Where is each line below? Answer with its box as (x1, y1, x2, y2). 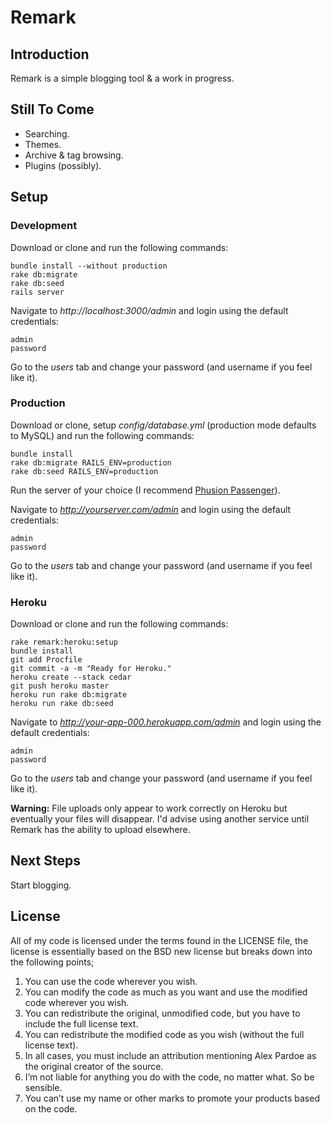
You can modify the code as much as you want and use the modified (24, 986, 308, 998)
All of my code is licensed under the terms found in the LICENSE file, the (10, 934, 309, 946)
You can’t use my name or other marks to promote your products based (24, 1092, 320, 1104)
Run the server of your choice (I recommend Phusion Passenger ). (10, 484, 281, 496)
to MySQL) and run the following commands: (10, 429, 195, 441)
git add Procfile (10, 655, 83, 665)
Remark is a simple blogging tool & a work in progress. (10, 72, 235, 84)
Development (10, 219, 78, 233)
